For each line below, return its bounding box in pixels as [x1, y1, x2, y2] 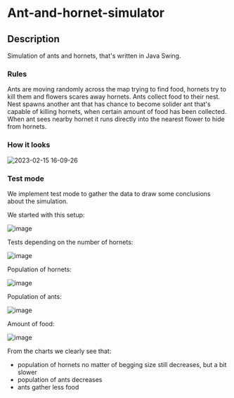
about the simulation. [7, 197, 68, 205]
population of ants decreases [17, 375, 103, 384]
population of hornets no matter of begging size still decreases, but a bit [17, 360, 227, 368]
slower [17, 368, 37, 376]
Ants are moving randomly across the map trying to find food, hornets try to [7, 85, 227, 94]
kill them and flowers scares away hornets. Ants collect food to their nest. [7, 93, 220, 101]
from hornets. [7, 122, 47, 131]
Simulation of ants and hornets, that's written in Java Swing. [7, 51, 181, 60]
